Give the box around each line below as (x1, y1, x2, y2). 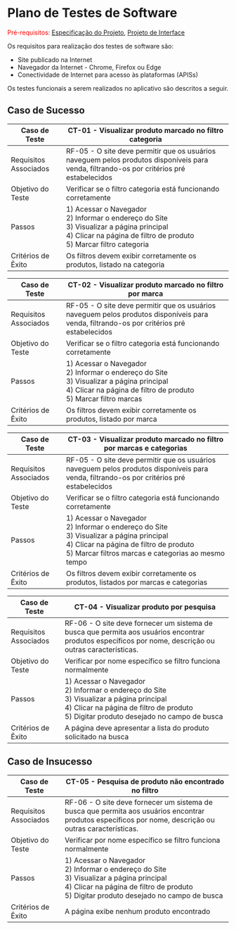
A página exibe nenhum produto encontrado (64, 906, 211, 916)
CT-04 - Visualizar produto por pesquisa (74, 602, 216, 612)
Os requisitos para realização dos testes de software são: (7, 42, 174, 50)
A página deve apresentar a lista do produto (64, 723, 209, 733)
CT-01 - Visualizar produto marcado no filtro (67, 125, 223, 135)
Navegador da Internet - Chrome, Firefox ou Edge (17, 63, 162, 71)
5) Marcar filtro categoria (65, 239, 150, 249)
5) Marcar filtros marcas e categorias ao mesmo (65, 548, 225, 558)
